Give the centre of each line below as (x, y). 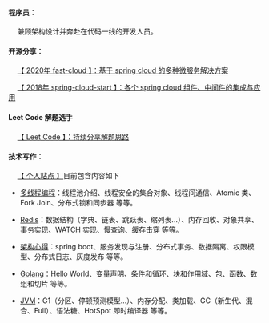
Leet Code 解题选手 (41, 117)
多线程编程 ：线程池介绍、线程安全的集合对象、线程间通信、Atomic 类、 (138, 193)
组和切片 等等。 (46, 283)
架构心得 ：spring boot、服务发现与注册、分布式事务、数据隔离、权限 (134, 246)
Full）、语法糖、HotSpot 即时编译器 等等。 (103, 310)
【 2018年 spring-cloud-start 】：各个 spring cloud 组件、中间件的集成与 (135, 87)
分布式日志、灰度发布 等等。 (81, 257)
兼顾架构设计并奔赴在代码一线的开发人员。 (87, 31)
